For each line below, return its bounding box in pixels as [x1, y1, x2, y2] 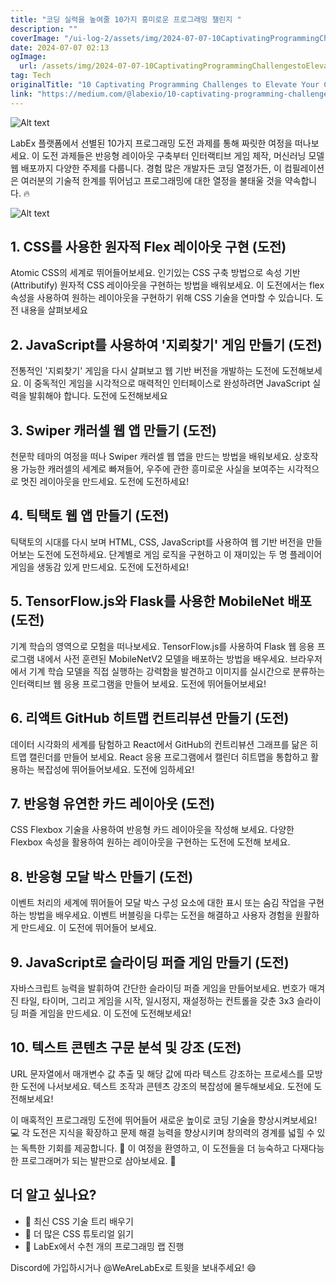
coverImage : [10, 33, 60, 43]
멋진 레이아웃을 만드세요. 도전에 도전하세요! [20, 476, 190, 488]
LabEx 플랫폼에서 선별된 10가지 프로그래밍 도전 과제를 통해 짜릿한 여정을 [10, 137, 293, 149]
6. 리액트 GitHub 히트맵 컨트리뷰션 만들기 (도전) [10, 710, 290, 727]
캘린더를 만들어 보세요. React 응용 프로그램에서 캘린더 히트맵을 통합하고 [28, 751, 309, 763]
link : [10, 89, 33, 99]
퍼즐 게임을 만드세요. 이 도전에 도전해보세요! [20, 1007, 192, 1019]
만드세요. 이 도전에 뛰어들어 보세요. [20, 922, 157, 934]
